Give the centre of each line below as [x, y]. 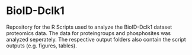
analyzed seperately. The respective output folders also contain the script [96, 39]
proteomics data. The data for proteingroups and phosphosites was [88, 33]
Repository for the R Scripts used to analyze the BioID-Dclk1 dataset [89, 27]
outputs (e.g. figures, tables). [41, 46]
